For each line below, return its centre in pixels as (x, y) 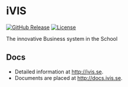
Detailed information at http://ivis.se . (59, 72)
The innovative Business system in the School (62, 38)
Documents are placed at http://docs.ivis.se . (68, 78)
